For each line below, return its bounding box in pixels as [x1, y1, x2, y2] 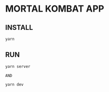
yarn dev [5, 82, 24, 87]
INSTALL [5, 23, 33, 32]
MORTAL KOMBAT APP [5, 3, 104, 15]
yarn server [5, 64, 30, 69]
